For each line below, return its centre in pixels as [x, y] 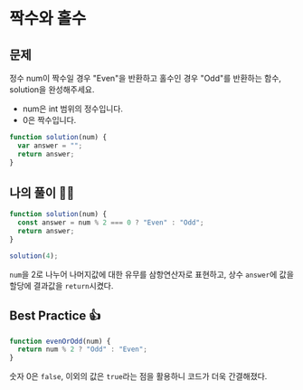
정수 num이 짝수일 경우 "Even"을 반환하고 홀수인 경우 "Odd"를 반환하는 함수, [146, 78]
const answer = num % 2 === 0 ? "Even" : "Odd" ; [111, 223]
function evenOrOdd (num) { [60, 341]
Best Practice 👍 [55, 316]
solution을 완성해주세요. [52, 90]
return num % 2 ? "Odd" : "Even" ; [82, 349]
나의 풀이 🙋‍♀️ [42, 192]
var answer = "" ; [50, 146]
